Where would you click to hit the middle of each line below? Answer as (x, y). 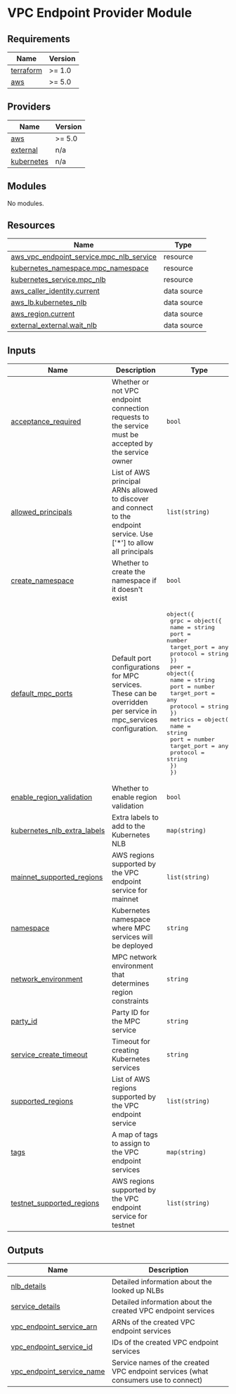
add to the (128, 826)
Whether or (130, 382)
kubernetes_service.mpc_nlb (59, 280)
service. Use (132, 534)
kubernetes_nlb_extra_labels (58, 831)
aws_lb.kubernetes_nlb (49, 302)
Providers (29, 107)
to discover (130, 499)
